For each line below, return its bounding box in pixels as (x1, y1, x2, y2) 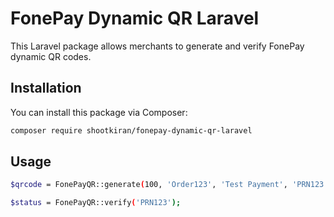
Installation (10, 80, 82, 97)
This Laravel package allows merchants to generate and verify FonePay (10, 40, 305, 52)
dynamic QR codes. (10, 50, 92, 62)
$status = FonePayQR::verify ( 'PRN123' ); (10, 198, 182, 208)
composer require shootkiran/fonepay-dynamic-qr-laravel (10, 125, 253, 136)
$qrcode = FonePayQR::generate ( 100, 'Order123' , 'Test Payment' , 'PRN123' (10, 180, 329, 190)
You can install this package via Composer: (10, 106, 188, 118)
